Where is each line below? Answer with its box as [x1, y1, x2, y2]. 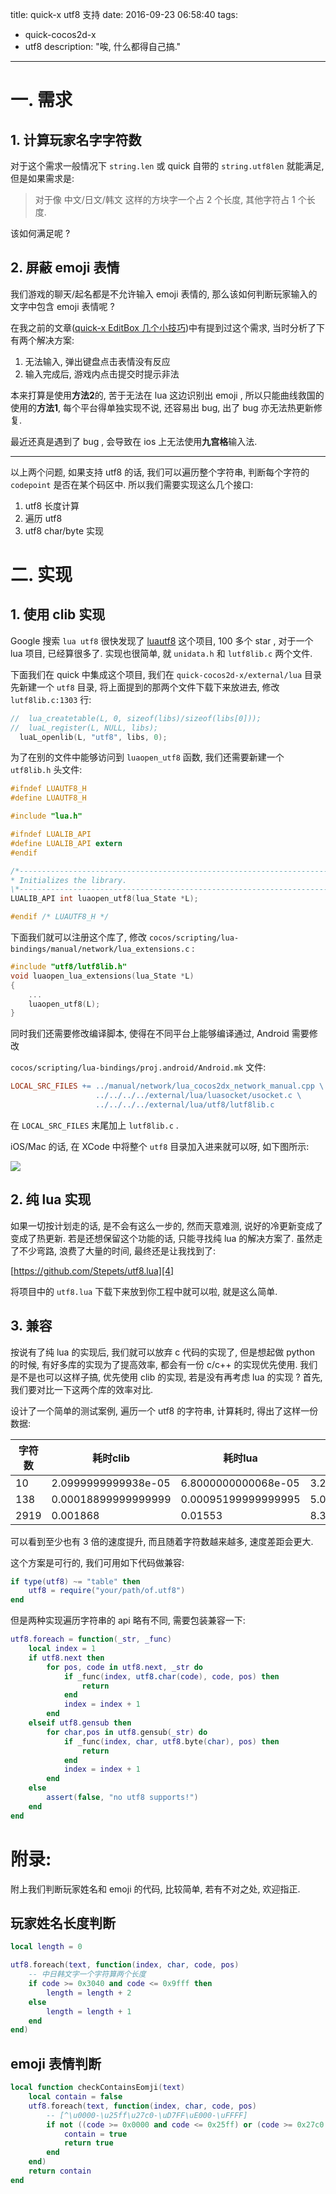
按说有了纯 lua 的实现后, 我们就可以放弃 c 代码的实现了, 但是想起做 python [10, 1346, 316, 1358]
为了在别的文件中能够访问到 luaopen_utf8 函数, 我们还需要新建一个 [10, 751, 285, 763]
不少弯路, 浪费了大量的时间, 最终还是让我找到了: [18, 1244, 216, 1257]
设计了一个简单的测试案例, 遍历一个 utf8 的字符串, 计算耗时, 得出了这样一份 [10, 1404, 319, 1417]
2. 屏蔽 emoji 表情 [10, 259, 120, 277]
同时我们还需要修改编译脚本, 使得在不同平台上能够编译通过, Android [10, 1028, 290, 1040]
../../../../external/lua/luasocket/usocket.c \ [95, 1091, 302, 1101]
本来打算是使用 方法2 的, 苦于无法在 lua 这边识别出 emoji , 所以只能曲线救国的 [10, 389, 325, 401]
